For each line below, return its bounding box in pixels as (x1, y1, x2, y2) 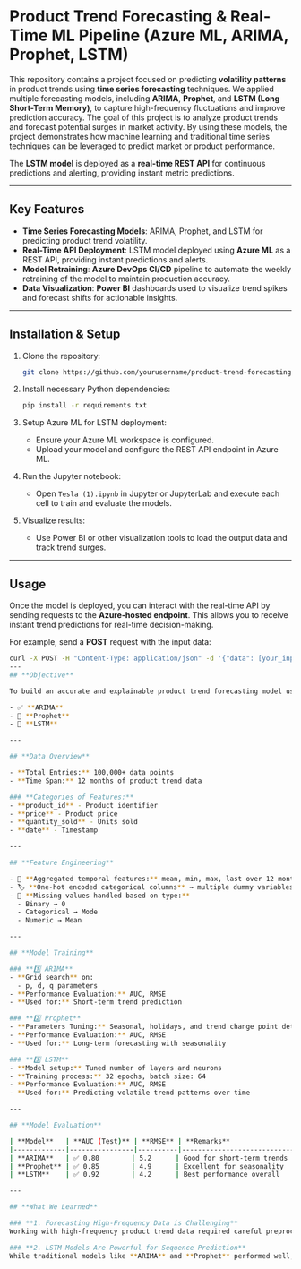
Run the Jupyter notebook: (21, 471, 122, 482)
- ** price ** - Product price (9, 809, 118, 819)
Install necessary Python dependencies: (21, 383, 171, 395)
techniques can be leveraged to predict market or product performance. (9, 141, 276, 151)
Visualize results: (21, 515, 86, 526)
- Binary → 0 (17, 899, 66, 908)
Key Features (9, 201, 85, 217)
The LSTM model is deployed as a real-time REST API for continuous (9, 158, 266, 168)
